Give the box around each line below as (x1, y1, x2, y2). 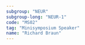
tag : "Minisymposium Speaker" (6, 25, 80, 31)
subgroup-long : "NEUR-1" (6, 14, 67, 20)
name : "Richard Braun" (6, 30, 62, 36)
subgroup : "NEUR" (6, 8, 49, 15)
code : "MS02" (6, 19, 38, 25)
